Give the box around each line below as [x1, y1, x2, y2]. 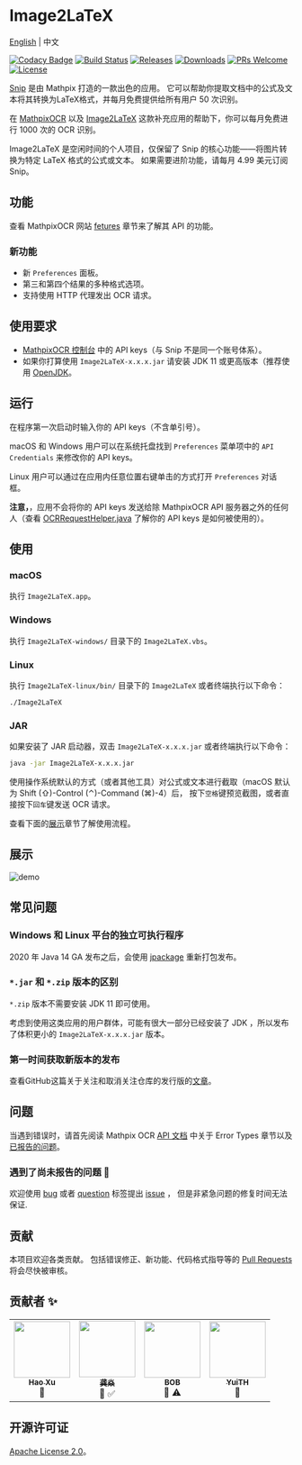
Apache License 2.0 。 [9, 1445, 92, 1456]
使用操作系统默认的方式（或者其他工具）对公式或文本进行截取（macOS [9, 777, 272, 787]
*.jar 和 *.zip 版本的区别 [9, 976, 119, 988]
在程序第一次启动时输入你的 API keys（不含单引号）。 [9, 421, 205, 432]
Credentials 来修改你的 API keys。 [9, 451, 138, 462]
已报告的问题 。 [9, 1141, 65, 1151]
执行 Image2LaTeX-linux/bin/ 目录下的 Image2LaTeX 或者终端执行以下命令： [9, 679, 285, 690]
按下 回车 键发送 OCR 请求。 [16, 799, 115, 809]
